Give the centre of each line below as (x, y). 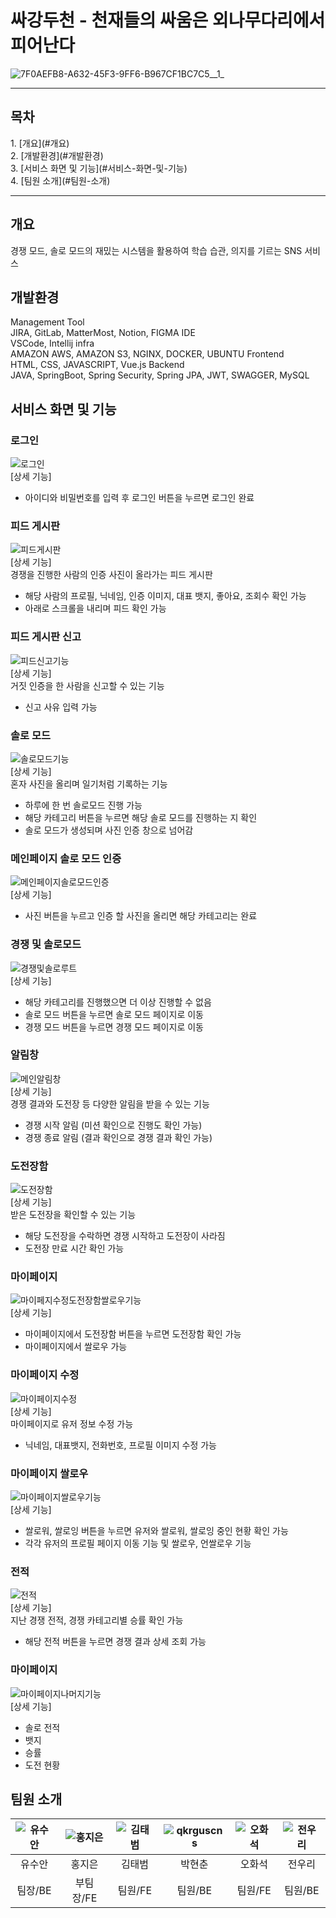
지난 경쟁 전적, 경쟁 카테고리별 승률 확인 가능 (97, 1620)
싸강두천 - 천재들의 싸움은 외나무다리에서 (168, 20)
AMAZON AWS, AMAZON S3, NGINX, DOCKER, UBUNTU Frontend (147, 354)
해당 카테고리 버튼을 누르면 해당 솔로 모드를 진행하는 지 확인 (141, 817)
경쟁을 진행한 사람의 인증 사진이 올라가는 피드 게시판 (111, 575)
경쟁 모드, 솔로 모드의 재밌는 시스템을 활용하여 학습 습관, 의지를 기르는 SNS (156, 250)
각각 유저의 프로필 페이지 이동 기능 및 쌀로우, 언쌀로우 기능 (138, 1543)
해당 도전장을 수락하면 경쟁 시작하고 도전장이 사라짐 (125, 1236)
